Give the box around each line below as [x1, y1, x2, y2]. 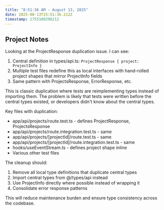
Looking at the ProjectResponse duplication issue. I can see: [5, 48, 129, 54]
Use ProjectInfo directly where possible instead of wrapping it [12, 180, 140, 186]
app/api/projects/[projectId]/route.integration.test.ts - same [12, 139, 135, 145]
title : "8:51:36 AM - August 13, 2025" [5, 7, 88, 12]
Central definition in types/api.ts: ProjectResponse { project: [12, 58, 139, 64]
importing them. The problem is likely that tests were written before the [5, 93, 151, 99]
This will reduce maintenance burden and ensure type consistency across [5, 195, 157, 201]
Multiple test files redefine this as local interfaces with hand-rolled [12, 68, 149, 74]
